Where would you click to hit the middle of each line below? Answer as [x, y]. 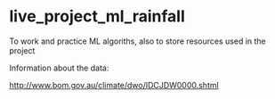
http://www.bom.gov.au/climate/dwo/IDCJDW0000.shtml [114, 85]
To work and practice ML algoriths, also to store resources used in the [138, 41]
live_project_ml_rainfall [97, 16]
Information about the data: [59, 68]
